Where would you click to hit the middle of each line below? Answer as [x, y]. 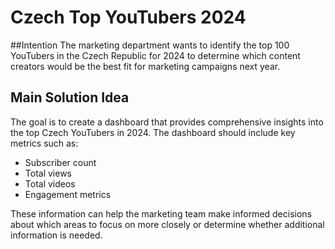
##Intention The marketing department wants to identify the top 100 [150, 45]
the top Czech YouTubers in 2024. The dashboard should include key [153, 132]
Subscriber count [60, 162]
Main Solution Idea [70, 97]
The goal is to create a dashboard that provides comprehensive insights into [167, 122]
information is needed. [56, 235]
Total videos [50, 183]
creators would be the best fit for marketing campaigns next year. [145, 66]
